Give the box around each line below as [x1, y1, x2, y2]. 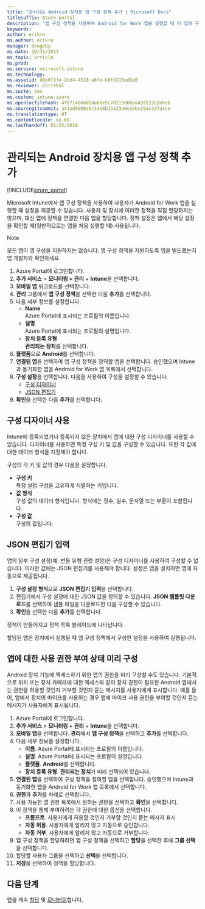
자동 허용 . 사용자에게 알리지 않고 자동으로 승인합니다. [24, 821, 150, 828]
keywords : [7, 26, 32, 32]
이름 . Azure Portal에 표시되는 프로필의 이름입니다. [24, 745, 144, 752]
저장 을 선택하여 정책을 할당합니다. [15, 859, 96, 867]
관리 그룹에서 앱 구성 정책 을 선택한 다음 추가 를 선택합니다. [15, 291, 152, 298]
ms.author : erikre [7, 37, 54, 43]
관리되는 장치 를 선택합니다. [24, 342, 89, 350]
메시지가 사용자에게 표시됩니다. [7, 701, 81, 709]
